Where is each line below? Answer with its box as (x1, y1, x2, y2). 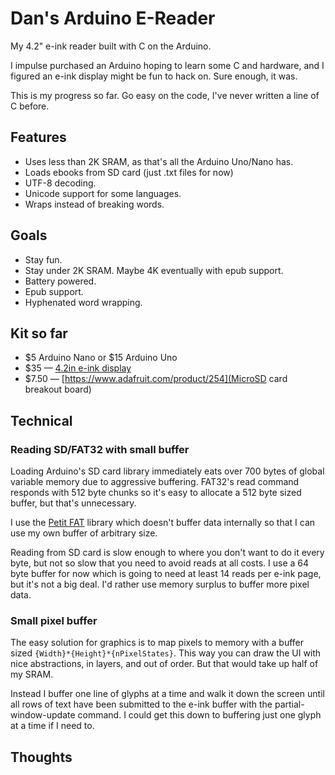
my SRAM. (10, 668, 54, 681)
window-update (10, 709, 76, 721)
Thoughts (10, 748, 73, 766)
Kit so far (10, 325, 68, 342)
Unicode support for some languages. (24, 187, 182, 199)
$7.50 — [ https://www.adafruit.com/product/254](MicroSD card (24, 373, 288, 385)
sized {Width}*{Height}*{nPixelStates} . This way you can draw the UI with (10, 647, 322, 659)
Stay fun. (24, 253, 63, 266)
